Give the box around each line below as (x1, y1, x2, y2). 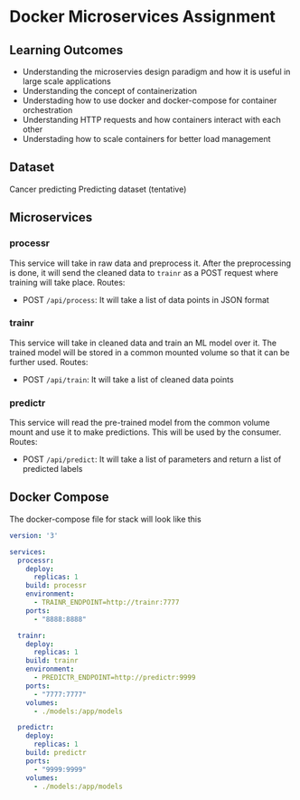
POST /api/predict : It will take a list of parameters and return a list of (22, 454, 282, 465)
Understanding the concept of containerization (22, 86, 197, 96)
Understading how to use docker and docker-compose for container (22, 95, 277, 106)
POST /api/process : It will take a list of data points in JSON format (22, 294, 269, 305)
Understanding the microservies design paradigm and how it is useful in (22, 66, 291, 77)
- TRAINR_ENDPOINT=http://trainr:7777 (33, 598, 180, 607)
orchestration (22, 105, 73, 115)
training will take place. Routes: (9, 277, 126, 287)
